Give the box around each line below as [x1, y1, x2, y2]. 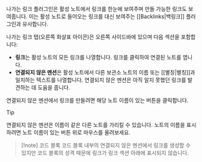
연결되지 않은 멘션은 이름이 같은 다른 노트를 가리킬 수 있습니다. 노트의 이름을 [6, 121, 186, 128]
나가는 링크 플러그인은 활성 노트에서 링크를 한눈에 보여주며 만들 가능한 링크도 [6, 5, 187, 12]
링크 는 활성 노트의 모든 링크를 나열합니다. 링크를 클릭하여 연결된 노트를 [15, 54, 181, 60]
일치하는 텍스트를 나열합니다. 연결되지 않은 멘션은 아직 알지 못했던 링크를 [15, 76, 186, 83]
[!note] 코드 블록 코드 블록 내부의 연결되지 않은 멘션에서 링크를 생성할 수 [21, 141, 191, 149]
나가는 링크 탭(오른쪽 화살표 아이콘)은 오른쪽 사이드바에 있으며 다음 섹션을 [6, 33, 180, 40]
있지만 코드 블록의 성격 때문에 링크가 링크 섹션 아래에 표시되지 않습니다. [21, 149, 189, 156]
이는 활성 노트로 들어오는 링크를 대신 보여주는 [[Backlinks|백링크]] [28, 13, 185, 20]
